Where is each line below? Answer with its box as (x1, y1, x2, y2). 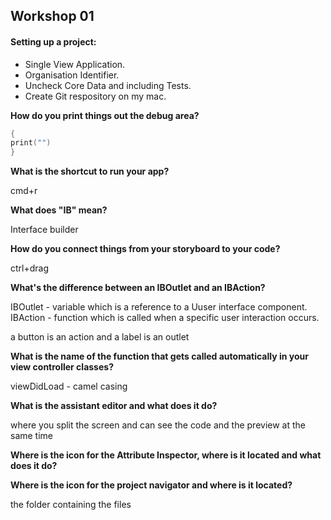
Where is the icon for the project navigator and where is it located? (10, 479, 293, 491)
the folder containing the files (10, 499, 132, 511)
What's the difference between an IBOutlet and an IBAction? (10, 282, 266, 294)
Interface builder (10, 224, 79, 236)
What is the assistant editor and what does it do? (10, 400, 218, 412)
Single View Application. (24, 58, 126, 70)
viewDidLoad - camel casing (10, 380, 128, 393)
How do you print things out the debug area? (10, 109, 200, 121)
